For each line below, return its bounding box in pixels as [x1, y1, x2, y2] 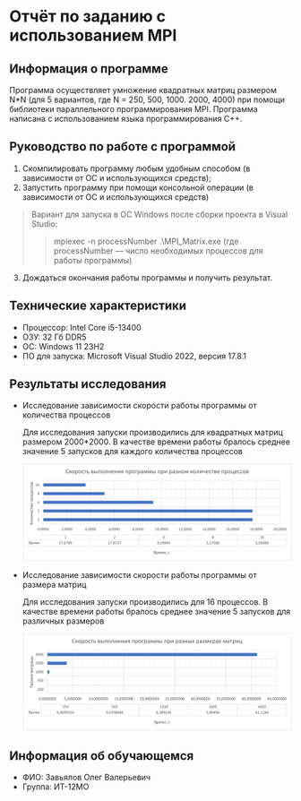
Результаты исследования [9, 376, 167, 392]
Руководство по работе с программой [9, 139, 236, 154]
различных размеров [21, 616, 105, 626]
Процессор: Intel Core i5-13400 [21, 322, 142, 332]
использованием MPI [9, 25, 177, 46]
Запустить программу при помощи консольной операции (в [21, 182, 254, 193]
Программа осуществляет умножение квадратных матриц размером [9, 85, 278, 95]
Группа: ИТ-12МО [21, 781, 90, 792]
